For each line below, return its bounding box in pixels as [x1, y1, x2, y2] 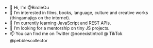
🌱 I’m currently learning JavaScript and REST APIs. [9, 20, 111, 26]
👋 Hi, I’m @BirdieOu [9, 5, 50, 10]
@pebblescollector [9, 38, 48, 43]
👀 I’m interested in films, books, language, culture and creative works [9, 10, 148, 16]
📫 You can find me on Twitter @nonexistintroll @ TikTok [9, 31, 123, 36]
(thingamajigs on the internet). [9, 15, 70, 20]
